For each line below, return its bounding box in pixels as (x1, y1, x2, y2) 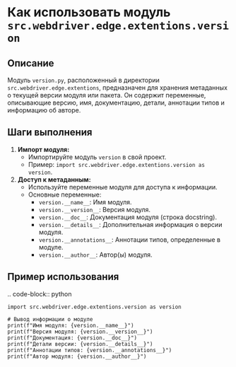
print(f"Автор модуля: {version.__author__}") (7, 353, 147, 360)
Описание (7, 57, 54, 69)
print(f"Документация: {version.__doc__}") (7, 334, 138, 342)
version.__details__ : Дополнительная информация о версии (38, 220, 223, 228)
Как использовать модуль (7, 4, 171, 21)
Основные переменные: (28, 190, 102, 199)
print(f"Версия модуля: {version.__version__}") (7, 328, 153, 335)
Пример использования (7, 271, 119, 283)
